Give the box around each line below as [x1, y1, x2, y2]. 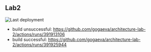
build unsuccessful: [12, 26, 52, 32]
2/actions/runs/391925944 [12, 41, 67, 48]
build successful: [12, 36, 47, 42]
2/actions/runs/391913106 [12, 31, 65, 37]
